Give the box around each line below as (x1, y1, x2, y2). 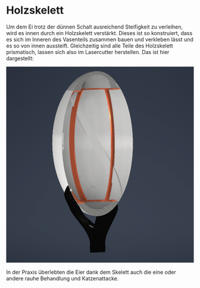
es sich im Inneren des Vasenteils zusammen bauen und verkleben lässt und (6, 36, 193, 43)
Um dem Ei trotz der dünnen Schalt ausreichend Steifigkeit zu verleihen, (6, 23, 183, 30)
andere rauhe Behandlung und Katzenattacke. (6, 274, 119, 282)
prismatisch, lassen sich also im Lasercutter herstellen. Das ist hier (6, 48, 170, 55)
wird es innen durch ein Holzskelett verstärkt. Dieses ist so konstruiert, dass (6, 29, 193, 36)
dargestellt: (6, 55, 34, 62)
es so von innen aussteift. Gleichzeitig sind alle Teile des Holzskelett (6, 42, 174, 49)
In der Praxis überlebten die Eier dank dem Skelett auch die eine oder (6, 268, 177, 276)
